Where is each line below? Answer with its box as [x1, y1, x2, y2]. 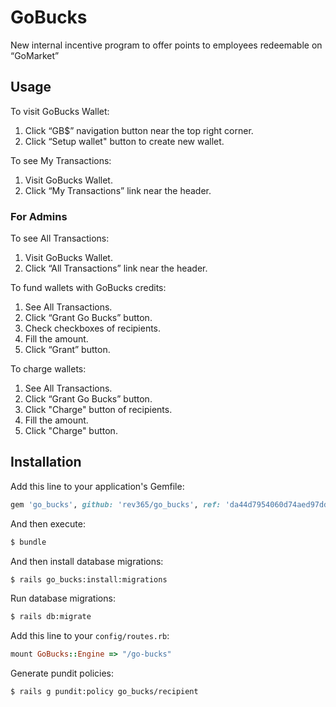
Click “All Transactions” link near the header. [24, 262, 208, 275]
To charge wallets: [10, 363, 87, 375]
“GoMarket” [10, 49, 60, 61]
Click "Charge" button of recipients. [24, 404, 173, 416]
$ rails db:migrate [10, 612, 92, 622]
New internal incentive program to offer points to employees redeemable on [10, 39, 323, 51]
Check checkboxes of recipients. [24, 322, 162, 335]
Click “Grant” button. [24, 344, 111, 356]
